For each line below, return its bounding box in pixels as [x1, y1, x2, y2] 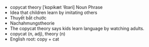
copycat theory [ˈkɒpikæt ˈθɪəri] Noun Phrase [9, 4, 103, 10]
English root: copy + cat [9, 36, 59, 42]
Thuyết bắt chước [9, 15, 46, 20]
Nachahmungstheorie [9, 20, 55, 26]
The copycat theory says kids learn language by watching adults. [9, 25, 144, 31]
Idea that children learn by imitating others [9, 9, 97, 15]
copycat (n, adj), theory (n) [9, 31, 66, 36]
